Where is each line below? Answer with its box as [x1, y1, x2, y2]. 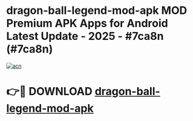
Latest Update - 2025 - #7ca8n [6, 30, 165, 43]
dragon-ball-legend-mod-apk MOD [6, 4, 188, 18]
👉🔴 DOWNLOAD [6, 85, 93, 99]
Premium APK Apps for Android [6, 16, 168, 30]
